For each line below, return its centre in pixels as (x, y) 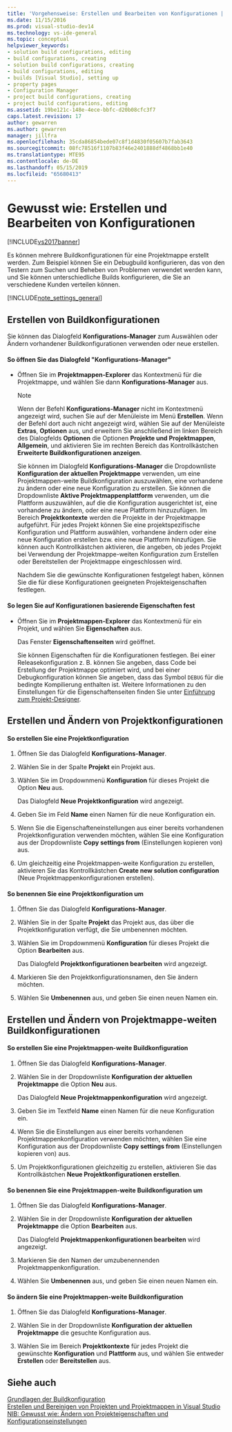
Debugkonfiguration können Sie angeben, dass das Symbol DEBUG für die (120, 677)
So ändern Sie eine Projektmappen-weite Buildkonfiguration (95, 1297)
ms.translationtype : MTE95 (46, 155)
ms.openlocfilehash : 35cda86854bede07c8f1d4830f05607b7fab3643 (100, 142)
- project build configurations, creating (69, 97)
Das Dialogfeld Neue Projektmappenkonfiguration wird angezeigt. (113, 1098)
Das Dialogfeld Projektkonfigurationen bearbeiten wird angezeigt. (113, 964)
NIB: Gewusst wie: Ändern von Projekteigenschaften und (88, 1414)
